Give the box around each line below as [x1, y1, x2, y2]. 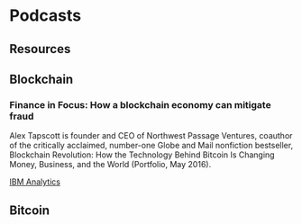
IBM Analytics [9, 176, 61, 187]
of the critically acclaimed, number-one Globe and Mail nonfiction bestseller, [9, 140, 294, 151]
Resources [9, 41, 71, 57]
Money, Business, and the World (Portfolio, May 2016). [9, 159, 212, 170]
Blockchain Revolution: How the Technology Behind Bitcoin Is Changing [9, 149, 275, 160]
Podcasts [9, 5, 82, 26]
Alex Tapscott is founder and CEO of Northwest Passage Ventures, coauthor [9, 130, 293, 141]
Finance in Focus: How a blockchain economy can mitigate [9, 98, 272, 111]
